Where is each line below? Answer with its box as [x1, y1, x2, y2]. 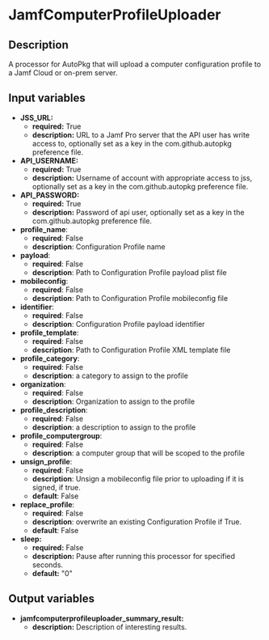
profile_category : [19, 354, 80, 363]
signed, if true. [32, 482, 81, 492]
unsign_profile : [19, 456, 73, 466]
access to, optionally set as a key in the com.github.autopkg [32, 138, 232, 148]
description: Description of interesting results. [32, 621, 187, 632]
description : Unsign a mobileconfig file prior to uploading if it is [32, 473, 244, 483]
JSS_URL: [19, 112, 54, 122]
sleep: [19, 534, 42, 544]
